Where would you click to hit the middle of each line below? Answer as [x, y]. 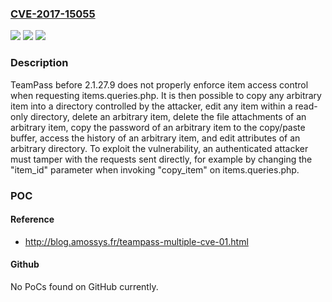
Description [39, 63]
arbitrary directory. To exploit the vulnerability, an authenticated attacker [159, 148]
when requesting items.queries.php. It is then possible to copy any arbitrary [166, 95]
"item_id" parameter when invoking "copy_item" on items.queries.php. [155, 169]
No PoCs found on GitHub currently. [84, 286]
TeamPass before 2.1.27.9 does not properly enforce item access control [159, 84]
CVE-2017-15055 [53, 14]
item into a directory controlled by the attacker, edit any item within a [151, 106]
